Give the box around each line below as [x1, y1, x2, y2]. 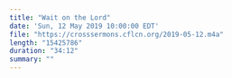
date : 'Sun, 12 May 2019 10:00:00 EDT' [9, 22, 160, 30]
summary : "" [9, 55, 54, 64]
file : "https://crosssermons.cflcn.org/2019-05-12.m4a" [9, 30, 224, 39]
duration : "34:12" [9, 47, 79, 56]
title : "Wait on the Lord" [9, 13, 111, 22]
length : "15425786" [9, 38, 83, 48]
